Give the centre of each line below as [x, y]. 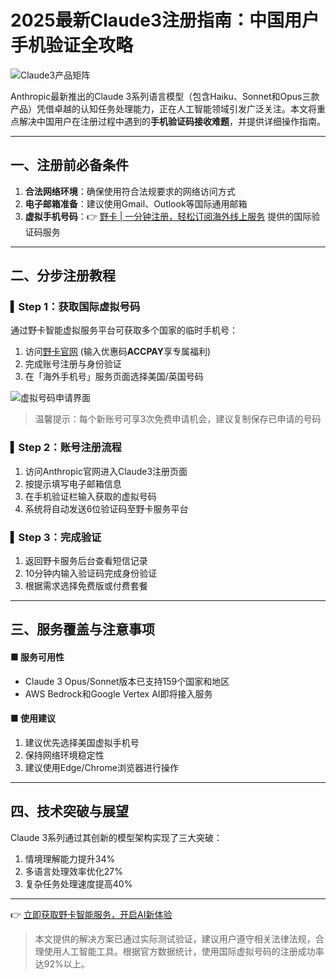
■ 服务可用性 [37, 657]
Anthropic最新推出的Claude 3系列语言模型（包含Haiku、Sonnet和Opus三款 [165, 96]
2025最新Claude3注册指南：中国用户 [165, 20]
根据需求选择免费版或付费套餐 [86, 586]
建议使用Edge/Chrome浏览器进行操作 [101, 767]
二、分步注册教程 [63, 276]
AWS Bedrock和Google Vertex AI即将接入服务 [118, 693]
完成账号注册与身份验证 [73, 364]
